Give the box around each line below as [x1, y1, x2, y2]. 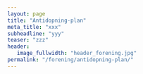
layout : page [7, 10, 46, 18]
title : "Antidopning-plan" [7, 17, 87, 24]
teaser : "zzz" [7, 37, 49, 44]
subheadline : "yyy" [7, 30, 65, 37]
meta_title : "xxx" [7, 23, 61, 30]
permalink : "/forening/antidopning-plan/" [7, 56, 134, 63]
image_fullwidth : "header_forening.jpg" [16, 50, 137, 57]
